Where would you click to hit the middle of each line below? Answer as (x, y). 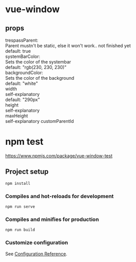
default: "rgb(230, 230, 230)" (36, 67)
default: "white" (22, 83)
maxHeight (17, 116)
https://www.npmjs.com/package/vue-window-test (59, 155)
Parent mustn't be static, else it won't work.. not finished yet (68, 46)
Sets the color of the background (40, 78)
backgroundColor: (24, 73)
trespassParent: (22, 40)
